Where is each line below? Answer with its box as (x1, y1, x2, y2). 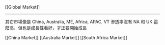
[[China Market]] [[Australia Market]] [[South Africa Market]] (5, 35, 128, 41)
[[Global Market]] (5, 4, 40, 10)
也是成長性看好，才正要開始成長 (22, 25, 87, 31)
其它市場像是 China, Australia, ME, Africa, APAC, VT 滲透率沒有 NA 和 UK (5, 19, 153, 24)
